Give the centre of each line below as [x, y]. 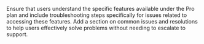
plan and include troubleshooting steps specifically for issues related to [97, 15]
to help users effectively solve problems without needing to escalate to [96, 28]
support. [17, 34]
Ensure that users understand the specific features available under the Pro [100, 9]
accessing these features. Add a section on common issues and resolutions [102, 21]
